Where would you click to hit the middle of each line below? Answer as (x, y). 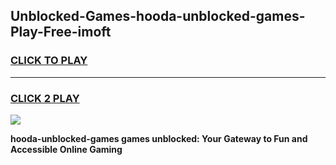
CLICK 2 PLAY (45, 98)
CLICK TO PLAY (49, 61)
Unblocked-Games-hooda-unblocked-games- (158, 16)
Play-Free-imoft (61, 32)
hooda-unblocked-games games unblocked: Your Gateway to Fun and (159, 138)
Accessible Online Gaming (66, 149)
